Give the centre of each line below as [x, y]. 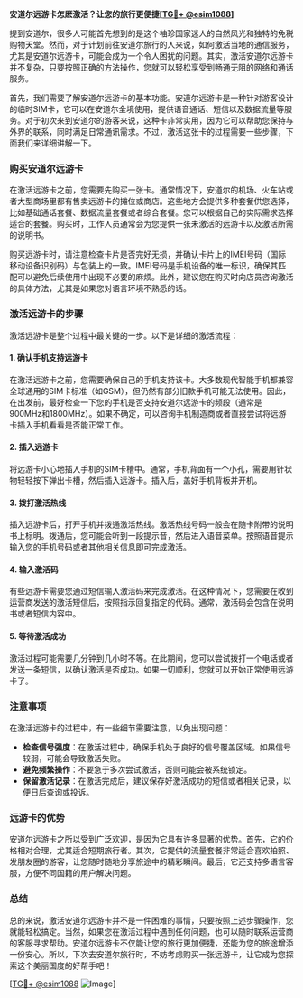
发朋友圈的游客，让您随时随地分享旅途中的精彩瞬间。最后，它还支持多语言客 [151, 861]
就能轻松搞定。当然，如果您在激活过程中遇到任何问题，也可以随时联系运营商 [151, 931]
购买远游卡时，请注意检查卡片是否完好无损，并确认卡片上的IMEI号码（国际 [148, 254]
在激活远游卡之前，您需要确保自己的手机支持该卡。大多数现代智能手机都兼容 [151, 380]
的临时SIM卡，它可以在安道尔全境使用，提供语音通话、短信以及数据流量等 [147, 109]
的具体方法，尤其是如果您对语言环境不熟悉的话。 [100, 288]
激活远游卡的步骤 [46, 314]
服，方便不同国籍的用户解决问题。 [73, 873]
